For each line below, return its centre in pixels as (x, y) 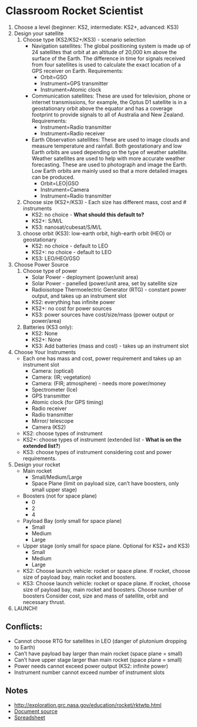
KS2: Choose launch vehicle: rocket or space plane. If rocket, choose (106, 571)
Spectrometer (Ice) (54, 389)
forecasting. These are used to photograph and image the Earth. (109, 164)
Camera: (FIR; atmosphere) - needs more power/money (99, 383)
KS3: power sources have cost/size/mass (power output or (103, 314)
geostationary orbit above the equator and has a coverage (102, 108)
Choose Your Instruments (45, 352)
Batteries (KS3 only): (48, 327)
